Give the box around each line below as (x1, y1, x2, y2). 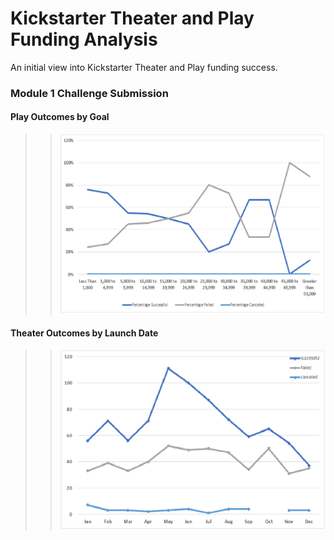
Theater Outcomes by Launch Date (10, 327, 159, 339)
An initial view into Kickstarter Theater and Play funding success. (10, 61, 278, 73)
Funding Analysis (10, 28, 158, 51)
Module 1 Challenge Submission (10, 86, 169, 100)
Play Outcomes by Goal (10, 111, 110, 123)
